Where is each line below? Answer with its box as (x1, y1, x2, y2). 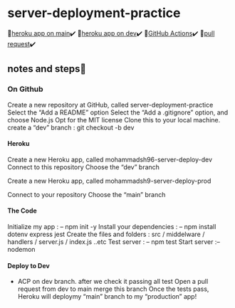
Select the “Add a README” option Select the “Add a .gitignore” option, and (7, 108, 229, 117)
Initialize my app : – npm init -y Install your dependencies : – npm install (7, 223, 216, 231)
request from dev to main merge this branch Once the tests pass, (17, 285, 209, 293)
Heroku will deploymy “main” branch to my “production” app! (17, 292, 197, 301)
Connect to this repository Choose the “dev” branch (7, 162, 160, 171)
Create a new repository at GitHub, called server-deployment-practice (7, 100, 214, 109)
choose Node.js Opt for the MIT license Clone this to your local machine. (7, 115, 221, 124)
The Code (7, 206, 37, 215)
